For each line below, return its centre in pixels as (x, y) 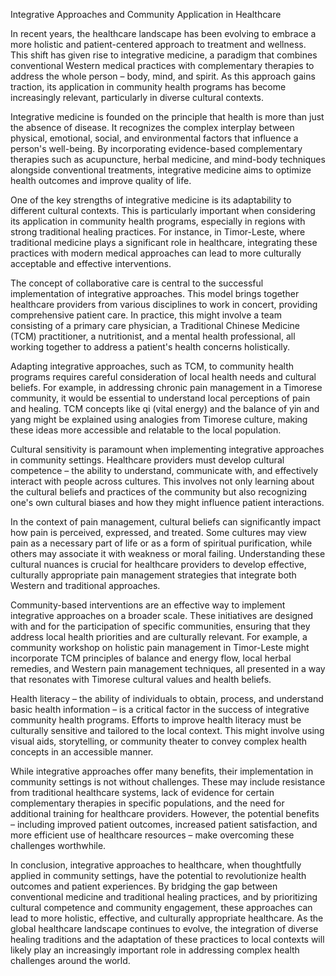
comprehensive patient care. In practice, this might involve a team (146, 315)
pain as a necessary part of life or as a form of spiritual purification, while (161, 543)
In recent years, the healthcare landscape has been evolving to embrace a (163, 33)
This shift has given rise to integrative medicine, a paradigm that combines (164, 55)
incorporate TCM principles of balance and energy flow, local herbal (151, 658)
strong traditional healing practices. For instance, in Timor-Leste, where (158, 232)
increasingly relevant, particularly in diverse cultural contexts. (137, 97)
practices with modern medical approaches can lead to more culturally (156, 253)
